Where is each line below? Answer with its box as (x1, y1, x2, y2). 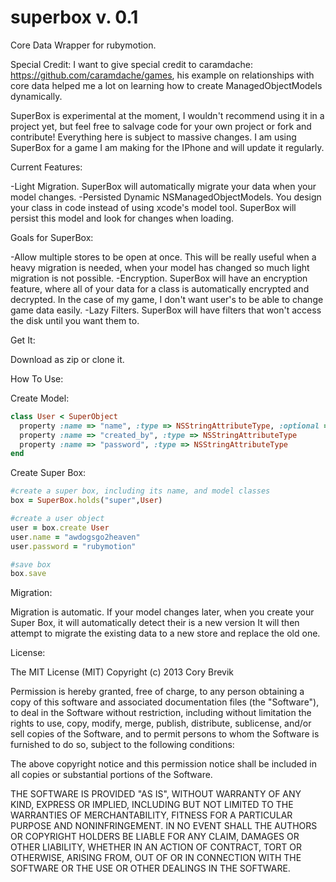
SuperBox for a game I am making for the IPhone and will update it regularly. (10, 141, 325, 153)
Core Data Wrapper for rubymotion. (10, 39, 157, 51)
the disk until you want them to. (10, 314, 140, 326)
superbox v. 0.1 (10, 6, 139, 29)
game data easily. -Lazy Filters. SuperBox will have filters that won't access (10, 304, 322, 316)
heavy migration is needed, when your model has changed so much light (10, 261, 310, 273)
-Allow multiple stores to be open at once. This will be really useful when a (10, 251, 317, 263)
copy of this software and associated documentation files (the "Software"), (10, 696, 320, 708)
